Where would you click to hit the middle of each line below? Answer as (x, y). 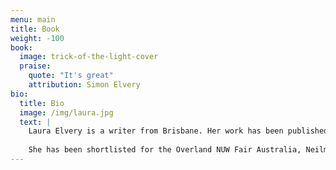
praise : (35, 66)
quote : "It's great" (71, 76)
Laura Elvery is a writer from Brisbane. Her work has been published (178, 131)
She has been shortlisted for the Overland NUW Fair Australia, (165, 150)
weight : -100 (37, 38)
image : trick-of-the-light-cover (89, 57)
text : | (35, 122)
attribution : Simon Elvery (84, 85)
